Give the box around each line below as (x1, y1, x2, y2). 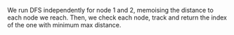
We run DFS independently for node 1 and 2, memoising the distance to (7, 6, 214, 14)
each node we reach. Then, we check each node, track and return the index (7, 13, 227, 22)
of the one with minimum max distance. (7, 21, 122, 29)
